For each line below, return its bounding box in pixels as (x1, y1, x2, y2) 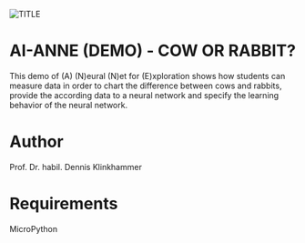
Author (9, 132, 64, 152)
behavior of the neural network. (9, 99, 128, 110)
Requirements (9, 194, 118, 214)
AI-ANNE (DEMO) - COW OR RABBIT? (9, 41, 296, 61)
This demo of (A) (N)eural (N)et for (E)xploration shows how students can (9, 70, 286, 81)
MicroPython (9, 223, 58, 234)
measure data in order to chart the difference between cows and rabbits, (9, 80, 282, 91)
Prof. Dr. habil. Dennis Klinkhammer (9, 161, 143, 172)
